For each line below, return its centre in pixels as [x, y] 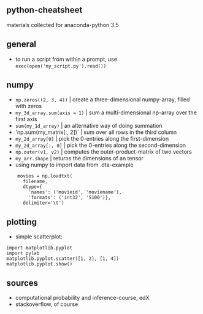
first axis [26, 119]
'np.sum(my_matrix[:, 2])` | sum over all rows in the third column [96, 132]
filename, [35, 182]
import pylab [23, 253]
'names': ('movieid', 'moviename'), [75, 192]
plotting [21, 222]
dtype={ [33, 187]
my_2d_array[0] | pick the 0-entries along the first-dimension [92, 139]
